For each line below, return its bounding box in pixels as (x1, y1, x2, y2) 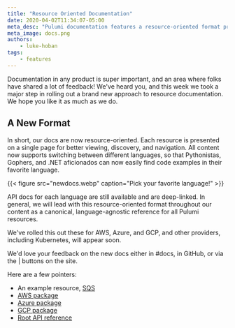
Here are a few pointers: (7, 270, 77, 278)
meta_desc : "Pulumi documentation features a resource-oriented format (7, 23, 220, 30)
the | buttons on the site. (7, 256, 78, 265)
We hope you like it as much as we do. (7, 97, 118, 105)
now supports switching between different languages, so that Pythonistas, (7, 151, 222, 159)
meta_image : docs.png (7, 29, 71, 37)
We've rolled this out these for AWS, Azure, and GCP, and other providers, (7, 228, 221, 237)
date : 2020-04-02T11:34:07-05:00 (7, 17, 105, 24)
